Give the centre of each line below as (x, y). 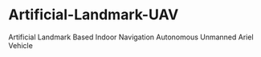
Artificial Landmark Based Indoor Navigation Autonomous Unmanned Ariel (131, 37)
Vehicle (21, 45)
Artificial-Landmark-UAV (94, 15)
